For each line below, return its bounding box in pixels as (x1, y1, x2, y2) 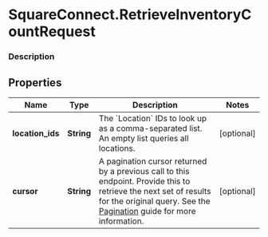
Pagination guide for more (98, 205, 196, 216)
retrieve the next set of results (98, 185, 211, 196)
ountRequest (8, 22, 96, 41)
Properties (8, 76, 62, 89)
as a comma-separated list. (98, 122, 203, 133)
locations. (98, 142, 136, 153)
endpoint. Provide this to (98, 176, 191, 187)
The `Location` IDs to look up (98, 113, 207, 124)
